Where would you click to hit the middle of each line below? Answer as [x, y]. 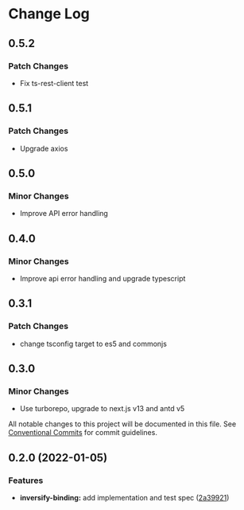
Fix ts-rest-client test [54, 83]
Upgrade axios [44, 148]
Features [26, 481]
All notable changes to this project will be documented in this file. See [122, 424]
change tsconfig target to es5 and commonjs [93, 343]
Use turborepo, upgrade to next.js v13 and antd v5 [102, 409]
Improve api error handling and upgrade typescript [103, 278]
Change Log [49, 14]
